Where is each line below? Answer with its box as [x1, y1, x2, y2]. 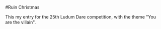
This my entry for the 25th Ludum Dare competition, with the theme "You [5, 14, 156, 19]
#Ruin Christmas [5, 4, 40, 10]
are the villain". [5, 19, 36, 25]
